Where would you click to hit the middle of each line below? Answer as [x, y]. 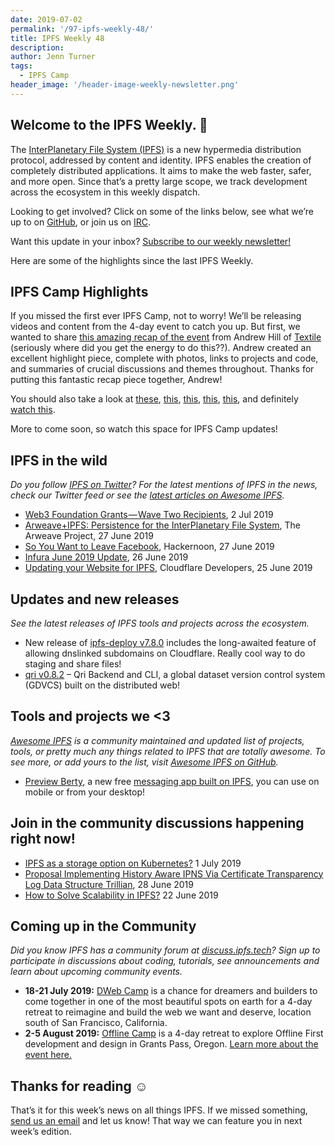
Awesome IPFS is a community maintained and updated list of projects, [157, 740]
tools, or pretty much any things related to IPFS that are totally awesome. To [168, 751]
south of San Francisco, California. [96, 1023]
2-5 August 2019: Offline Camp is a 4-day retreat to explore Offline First [174, 1033]
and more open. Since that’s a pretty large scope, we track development [159, 181]
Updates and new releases [95, 599]
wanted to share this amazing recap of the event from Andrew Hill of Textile [166, 337]
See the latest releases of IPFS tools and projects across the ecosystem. [160, 623]
